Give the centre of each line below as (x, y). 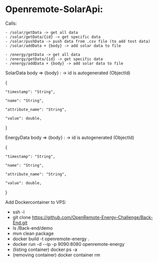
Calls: (11, 23)
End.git (20, 223)
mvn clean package (33, 233)
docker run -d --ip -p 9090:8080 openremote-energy (69, 244)
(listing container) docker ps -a (45, 249)
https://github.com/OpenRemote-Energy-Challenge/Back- (92, 217)
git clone (22, 217)
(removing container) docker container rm (56, 255)
